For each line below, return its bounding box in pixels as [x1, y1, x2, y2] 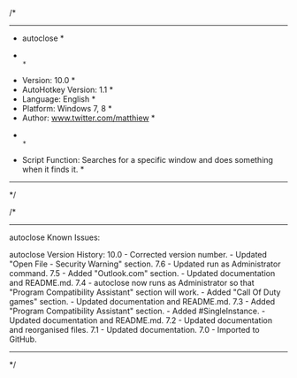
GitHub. [9, 334, 37, 344]
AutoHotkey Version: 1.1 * [21, 84, 113, 95]
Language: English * [21, 94, 95, 104]
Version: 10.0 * [21, 75, 76, 85]
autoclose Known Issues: [9, 232, 101, 243]
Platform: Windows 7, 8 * [21, 104, 112, 113]
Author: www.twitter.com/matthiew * [21, 112, 156, 123]
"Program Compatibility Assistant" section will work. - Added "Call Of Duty [9, 287, 281, 297]
